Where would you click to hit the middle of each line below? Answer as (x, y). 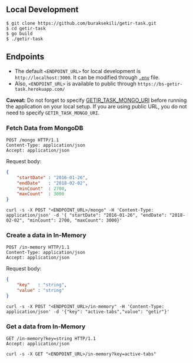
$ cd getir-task (26, 28)
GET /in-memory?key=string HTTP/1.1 (51, 339)
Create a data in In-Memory (46, 235)
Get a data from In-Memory (46, 326)
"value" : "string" (41, 291)
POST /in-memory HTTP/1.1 (38, 247)
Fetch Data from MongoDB (45, 128)
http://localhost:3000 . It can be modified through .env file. (87, 77)
